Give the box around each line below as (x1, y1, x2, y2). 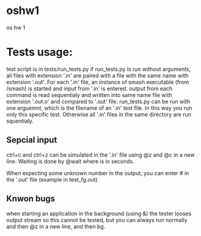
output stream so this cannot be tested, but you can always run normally (6, 216, 188, 223)
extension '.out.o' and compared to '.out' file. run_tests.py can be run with (6, 98, 191, 105)
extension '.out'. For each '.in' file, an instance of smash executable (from (6, 78, 189, 85)
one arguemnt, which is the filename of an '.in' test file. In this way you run (6, 104, 192, 112)
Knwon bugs (6, 193, 56, 204)
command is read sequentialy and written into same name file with (6, 91, 172, 98)
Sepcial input (6, 135, 58, 145)
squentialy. (6, 117, 34, 124)
